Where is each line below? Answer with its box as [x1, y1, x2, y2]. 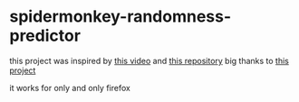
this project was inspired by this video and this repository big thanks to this [9, 55, 290, 66]
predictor [9, 25, 82, 46]
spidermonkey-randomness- [9, 6, 232, 27]
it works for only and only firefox [9, 82, 131, 93]
